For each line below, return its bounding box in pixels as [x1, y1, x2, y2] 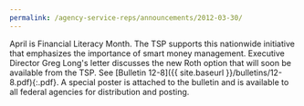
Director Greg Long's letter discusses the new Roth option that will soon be [9, 57, 292, 68]
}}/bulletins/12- [225, 67, 283, 78]
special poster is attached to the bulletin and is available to [68, 76, 289, 87]
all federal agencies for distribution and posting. [9, 86, 190, 97]
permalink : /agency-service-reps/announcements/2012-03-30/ [9, 13, 244, 23]
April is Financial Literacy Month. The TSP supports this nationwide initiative [9, 38, 295, 49]
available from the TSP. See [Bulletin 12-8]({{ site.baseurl [9, 67, 225, 78]
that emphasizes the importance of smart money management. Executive [9, 47, 285, 59]
